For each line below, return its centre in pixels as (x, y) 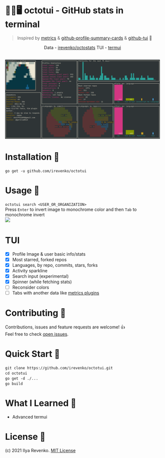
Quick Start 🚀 (33, 354)
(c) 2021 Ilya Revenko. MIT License (41, 450)
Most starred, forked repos (40, 260)
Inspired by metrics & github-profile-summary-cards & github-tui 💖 (84, 38)
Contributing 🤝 (36, 313)
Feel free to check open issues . (37, 334)
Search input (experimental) (40, 276)
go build (14, 384)
